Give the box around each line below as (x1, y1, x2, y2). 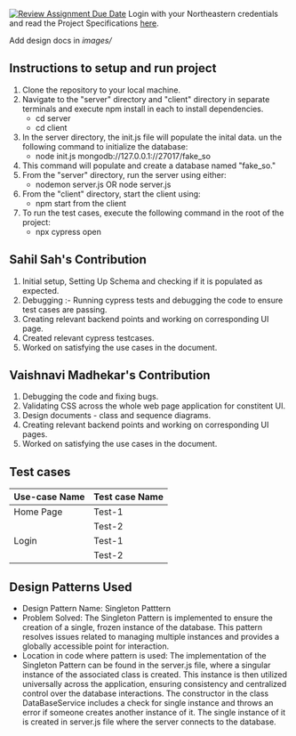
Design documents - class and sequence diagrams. (21, 410, 212, 421)
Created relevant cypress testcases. (21, 332, 155, 343)
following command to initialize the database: (21, 141, 188, 151)
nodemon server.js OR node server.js (35, 179, 172, 190)
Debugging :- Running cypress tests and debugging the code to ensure (21, 295, 284, 305)
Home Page (13, 505, 63, 518)
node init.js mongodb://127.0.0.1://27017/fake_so (35, 150, 212, 161)
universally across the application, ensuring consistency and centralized (21, 679, 287, 690)
